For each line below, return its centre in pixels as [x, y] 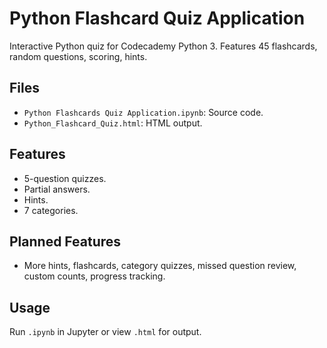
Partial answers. [57, 189]
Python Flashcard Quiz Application [157, 18]
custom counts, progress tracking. [94, 276]
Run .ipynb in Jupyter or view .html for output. [105, 332]
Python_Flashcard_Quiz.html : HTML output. [113, 123]
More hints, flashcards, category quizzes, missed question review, [160, 266]
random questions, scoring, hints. [78, 56]
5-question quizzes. [65, 178]
